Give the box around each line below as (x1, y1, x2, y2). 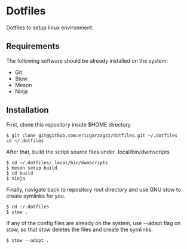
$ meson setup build (6, 165, 58, 171)
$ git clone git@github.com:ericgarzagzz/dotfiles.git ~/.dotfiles (6, 133, 178, 139)
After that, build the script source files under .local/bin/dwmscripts (6, 148, 170, 155)
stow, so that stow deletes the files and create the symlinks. (6, 226, 154, 233)
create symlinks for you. (6, 192, 66, 199)
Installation (6, 105, 49, 115)
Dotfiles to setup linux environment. (6, 24, 94, 31)
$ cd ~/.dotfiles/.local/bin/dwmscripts (6, 159, 109, 165)
